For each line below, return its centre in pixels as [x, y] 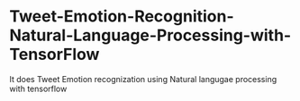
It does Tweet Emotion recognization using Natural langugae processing [143, 79]
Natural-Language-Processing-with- [150, 35]
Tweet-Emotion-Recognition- [122, 17]
